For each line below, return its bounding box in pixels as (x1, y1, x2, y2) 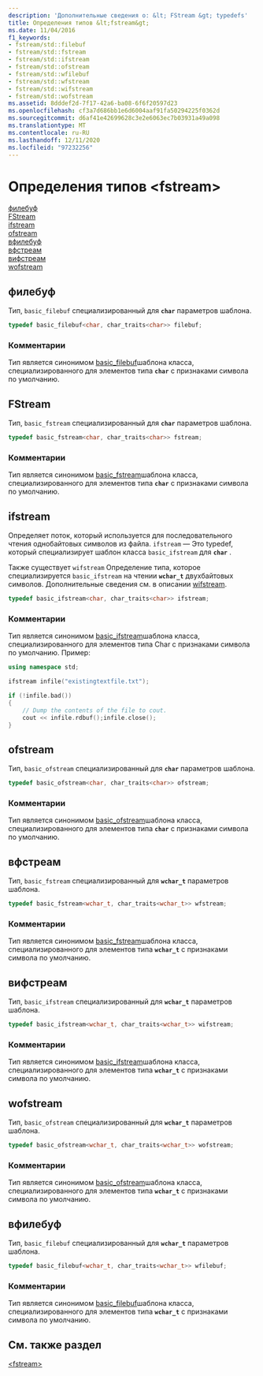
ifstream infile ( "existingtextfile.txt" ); (8, 677, 150, 686)
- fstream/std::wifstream (8, 84, 93, 93)
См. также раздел (8, 1338, 102, 1352)
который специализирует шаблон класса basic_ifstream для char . (8, 547, 232, 557)
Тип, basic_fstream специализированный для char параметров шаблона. (8, 419, 252, 428)
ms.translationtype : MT (8, 121, 87, 129)
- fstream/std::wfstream (8, 77, 90, 85)
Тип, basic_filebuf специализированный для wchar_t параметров (8, 1239, 229, 1248)
